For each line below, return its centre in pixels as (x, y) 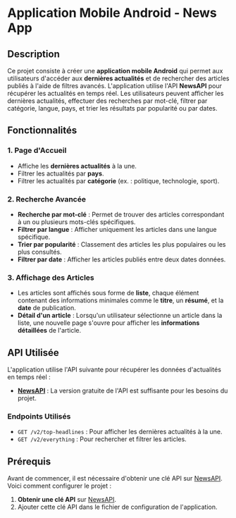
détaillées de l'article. (49, 331)
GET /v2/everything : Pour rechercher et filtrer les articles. (102, 439)
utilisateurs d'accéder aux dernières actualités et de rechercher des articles (118, 78)
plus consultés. (39, 252)
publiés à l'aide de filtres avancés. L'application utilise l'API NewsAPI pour (115, 86)
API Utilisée (33, 353)
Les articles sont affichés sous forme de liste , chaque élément (108, 293)
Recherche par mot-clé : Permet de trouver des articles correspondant (121, 214)
